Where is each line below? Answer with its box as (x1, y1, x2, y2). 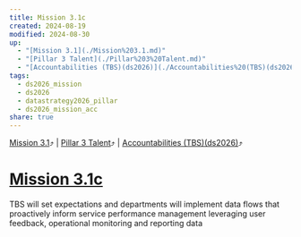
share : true (9, 113, 54, 122)
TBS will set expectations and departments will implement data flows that (9, 199, 280, 210)
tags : (9, 72, 30, 80)
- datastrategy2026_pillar (17, 96, 118, 106)
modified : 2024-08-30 (9, 30, 90, 38)
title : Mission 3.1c (9, 13, 87, 22)
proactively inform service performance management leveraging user (9, 208, 266, 219)
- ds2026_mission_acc (17, 105, 99, 114)
